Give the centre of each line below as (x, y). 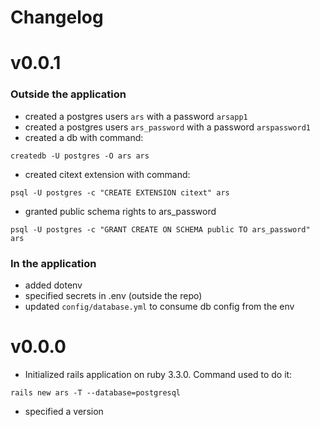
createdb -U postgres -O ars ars (80, 156)
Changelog (57, 17)
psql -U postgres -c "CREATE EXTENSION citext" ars (120, 192)
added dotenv (53, 285)
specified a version (64, 411)
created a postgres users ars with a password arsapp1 (136, 116)
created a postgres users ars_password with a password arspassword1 (167, 127)
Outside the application (68, 94)
